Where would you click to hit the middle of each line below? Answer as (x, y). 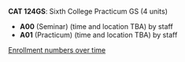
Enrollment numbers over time (57, 50)
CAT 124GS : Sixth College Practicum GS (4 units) (88, 11)
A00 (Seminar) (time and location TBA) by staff (96, 26)
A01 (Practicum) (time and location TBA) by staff (98, 35)
